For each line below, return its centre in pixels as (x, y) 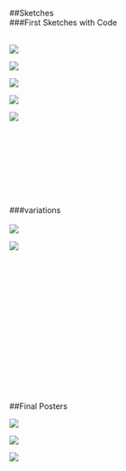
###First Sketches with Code (63, 22)
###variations (35, 210)
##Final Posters (38, 406)
